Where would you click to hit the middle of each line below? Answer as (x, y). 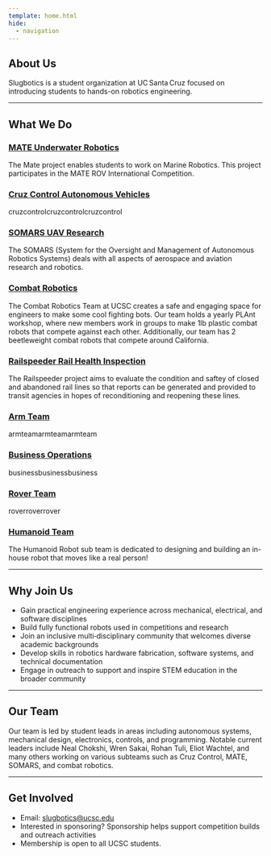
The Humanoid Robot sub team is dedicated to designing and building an (129, 550)
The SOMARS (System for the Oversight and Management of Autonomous (131, 250)
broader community (53, 679)
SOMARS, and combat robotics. (61, 765)
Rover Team (32, 493)
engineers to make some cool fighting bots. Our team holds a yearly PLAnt (132, 314)
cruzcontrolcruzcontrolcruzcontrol (65, 212)
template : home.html (43, 16)
